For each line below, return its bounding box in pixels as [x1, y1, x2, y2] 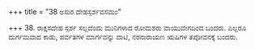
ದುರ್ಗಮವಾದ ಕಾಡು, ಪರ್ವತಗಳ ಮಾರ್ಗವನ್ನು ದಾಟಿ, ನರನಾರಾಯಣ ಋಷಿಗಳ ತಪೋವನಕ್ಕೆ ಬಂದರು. [8, 32, 238, 41]
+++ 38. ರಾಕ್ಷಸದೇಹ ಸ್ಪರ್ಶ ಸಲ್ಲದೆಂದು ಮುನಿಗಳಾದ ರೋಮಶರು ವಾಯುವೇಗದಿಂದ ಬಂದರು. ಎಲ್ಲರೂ [8, 23, 247, 32]
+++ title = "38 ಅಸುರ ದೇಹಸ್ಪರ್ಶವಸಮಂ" [8, 7, 121, 16]
